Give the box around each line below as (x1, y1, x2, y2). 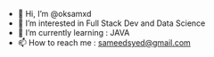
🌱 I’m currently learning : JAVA (17, 28, 130, 37)
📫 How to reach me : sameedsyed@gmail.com (17, 37, 192, 48)
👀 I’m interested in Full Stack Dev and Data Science (17, 18, 206, 28)
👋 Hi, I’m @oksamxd (17, 9, 92, 19)
